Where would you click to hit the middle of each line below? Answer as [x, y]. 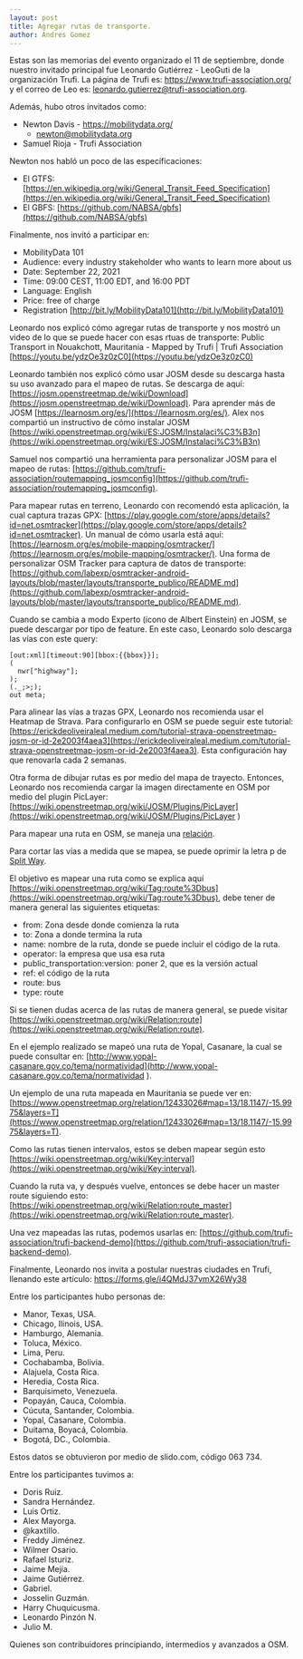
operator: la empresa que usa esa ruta [94, 954]
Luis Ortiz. [42, 1511]
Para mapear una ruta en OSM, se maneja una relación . [112, 834]
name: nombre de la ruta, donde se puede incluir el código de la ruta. [151, 945]
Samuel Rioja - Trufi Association [82, 144]
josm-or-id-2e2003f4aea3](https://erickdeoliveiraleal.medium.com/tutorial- [150, 741]
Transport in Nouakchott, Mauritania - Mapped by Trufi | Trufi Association [147, 347]
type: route [43, 993]
